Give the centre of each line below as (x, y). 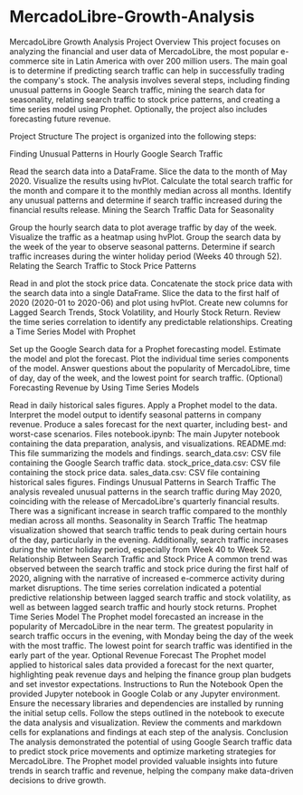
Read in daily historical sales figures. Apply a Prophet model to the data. (143, 405)
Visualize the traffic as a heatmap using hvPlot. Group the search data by (146, 236)
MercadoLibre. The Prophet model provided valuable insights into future (144, 761)
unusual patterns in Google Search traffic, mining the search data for (137, 90)
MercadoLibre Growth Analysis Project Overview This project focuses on (145, 42)
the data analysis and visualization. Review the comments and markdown (146, 723)
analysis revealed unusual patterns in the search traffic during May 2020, (146, 492)
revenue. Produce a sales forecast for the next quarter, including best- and (148, 424)
